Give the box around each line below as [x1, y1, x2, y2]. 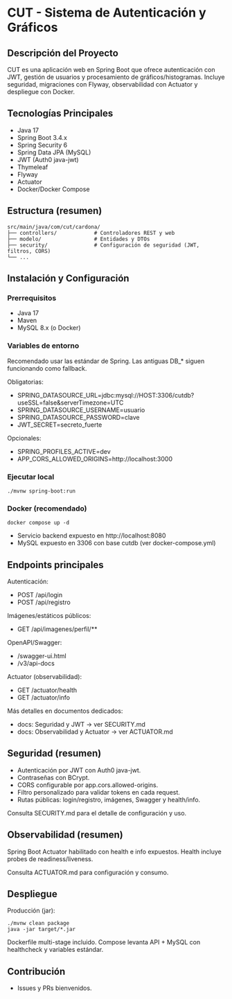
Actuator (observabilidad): [7, 673, 82, 681]
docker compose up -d [7, 520, 70, 527]
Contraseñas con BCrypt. [17, 773, 90, 781]
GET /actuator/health [17, 686, 78, 694]
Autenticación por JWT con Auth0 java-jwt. [17, 766, 141, 774]
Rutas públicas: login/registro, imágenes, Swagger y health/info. [17, 795, 201, 804]
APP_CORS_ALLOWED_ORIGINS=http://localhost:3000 [17, 454, 173, 463]
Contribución [7, 965, 66, 978]
